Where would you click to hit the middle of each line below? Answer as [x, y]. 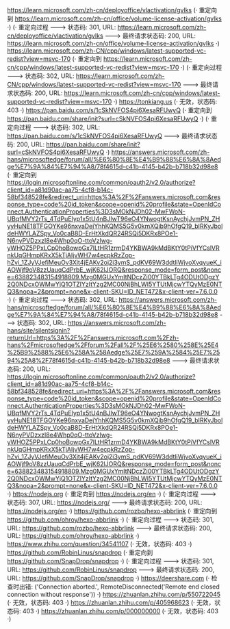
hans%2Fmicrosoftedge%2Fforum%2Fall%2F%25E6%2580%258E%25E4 [113, 345]
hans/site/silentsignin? [39, 330]
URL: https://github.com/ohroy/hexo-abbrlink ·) [73, 536]
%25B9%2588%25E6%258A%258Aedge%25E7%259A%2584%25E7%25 [114, 352]
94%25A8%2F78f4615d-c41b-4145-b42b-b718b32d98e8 [89, 360]
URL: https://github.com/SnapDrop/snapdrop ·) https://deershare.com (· [108, 578]
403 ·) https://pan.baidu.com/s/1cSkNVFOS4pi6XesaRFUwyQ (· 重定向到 [110, 110]
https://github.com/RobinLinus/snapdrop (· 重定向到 [80, 552]
